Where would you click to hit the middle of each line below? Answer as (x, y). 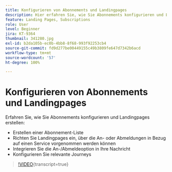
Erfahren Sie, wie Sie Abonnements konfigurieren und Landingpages (78, 117)
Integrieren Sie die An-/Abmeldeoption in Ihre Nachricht (71, 149)
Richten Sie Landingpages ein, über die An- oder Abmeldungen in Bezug (89, 138)
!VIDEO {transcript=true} (43, 164)
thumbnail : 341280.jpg (29, 39)
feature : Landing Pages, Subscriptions (48, 19)
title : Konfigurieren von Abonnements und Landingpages (66, 10)
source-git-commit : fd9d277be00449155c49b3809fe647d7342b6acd (73, 48)
